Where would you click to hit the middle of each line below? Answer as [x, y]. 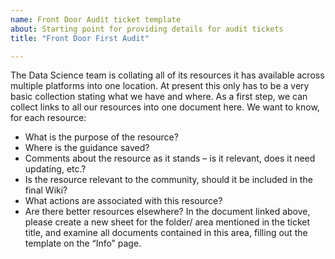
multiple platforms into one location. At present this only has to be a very [160, 86]
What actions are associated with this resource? [123, 201]
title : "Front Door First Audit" [80, 38]
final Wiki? [46, 190]
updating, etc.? [55, 169]
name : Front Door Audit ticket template [96, 19]
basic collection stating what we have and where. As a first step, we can [159, 97]
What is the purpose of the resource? [101, 137]
